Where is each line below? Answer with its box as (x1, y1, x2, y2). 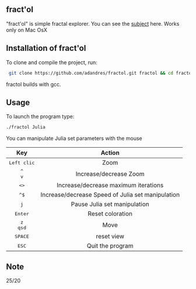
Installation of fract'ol (6, 43, 86, 53)
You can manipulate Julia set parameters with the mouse (6, 135, 143, 142)
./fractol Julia (6, 124, 45, 130)
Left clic (9, 159, 35, 166)
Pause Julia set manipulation (71, 200, 150, 208)
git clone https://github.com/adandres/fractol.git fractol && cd (8, 70, 174, 76)
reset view (96, 232, 124, 241)
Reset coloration (87, 210, 133, 218)
